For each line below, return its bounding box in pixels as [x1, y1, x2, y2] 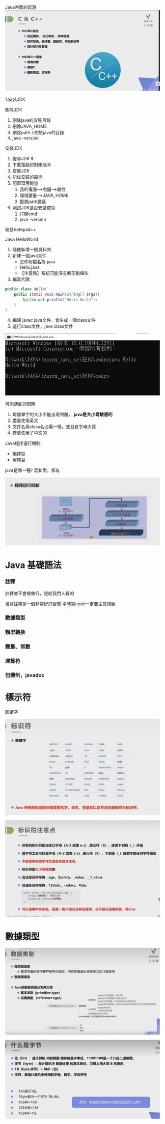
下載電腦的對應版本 [12, 162, 52, 168]
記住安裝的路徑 [12, 174, 43, 180]
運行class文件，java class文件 [12, 323, 73, 329]
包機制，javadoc [5, 672, 45, 679]
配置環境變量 [12, 180, 38, 186]
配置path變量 [19, 198, 47, 205]
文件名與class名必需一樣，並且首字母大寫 [12, 423, 96, 429]
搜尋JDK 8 [12, 156, 33, 162]
